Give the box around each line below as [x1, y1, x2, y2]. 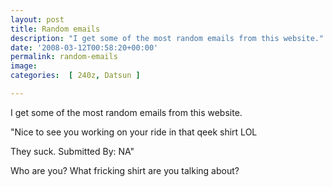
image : [10, 61, 38, 71]
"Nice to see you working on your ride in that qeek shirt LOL [10, 126, 258, 138]
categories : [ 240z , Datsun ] [10, 71, 141, 81]
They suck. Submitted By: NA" [10, 145, 135, 157]
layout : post [10, 14, 65, 25]
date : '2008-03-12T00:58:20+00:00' [10, 42, 159, 53]
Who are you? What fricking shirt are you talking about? [10, 164, 240, 176]
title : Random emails [10, 24, 101, 34]
